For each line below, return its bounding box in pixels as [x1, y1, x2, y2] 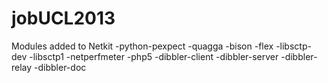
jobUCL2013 [11, 7, 116, 30]
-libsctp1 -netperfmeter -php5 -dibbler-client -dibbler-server [29, 50, 279, 62]
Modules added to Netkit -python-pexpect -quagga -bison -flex [11, 40, 274, 52]
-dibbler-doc [34, 61, 87, 73]
